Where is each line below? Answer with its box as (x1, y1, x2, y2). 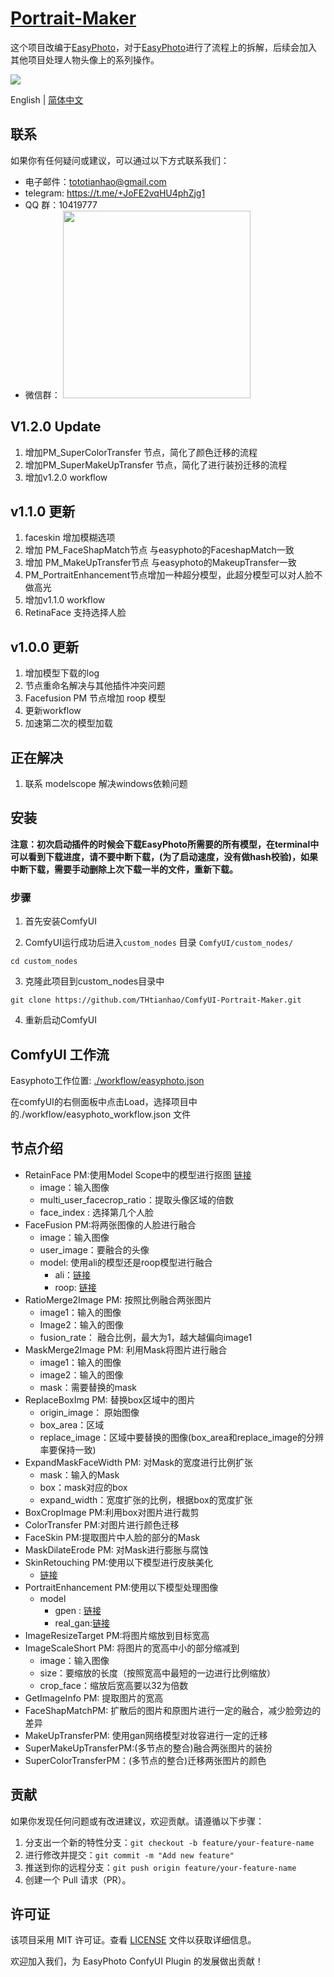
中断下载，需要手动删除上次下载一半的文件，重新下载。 (10, 863, 238, 875)
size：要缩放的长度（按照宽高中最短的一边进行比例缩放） (39, 1667, 277, 1679)
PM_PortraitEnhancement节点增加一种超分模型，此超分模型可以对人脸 (24, 569, 315, 581)
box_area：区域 (39, 1418, 105, 1431)
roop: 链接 (54, 1281, 97, 1293)
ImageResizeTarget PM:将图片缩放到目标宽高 (24, 1629, 210, 1641)
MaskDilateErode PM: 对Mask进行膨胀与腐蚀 (24, 1543, 209, 1556)
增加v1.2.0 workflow (24, 471, 108, 483)
